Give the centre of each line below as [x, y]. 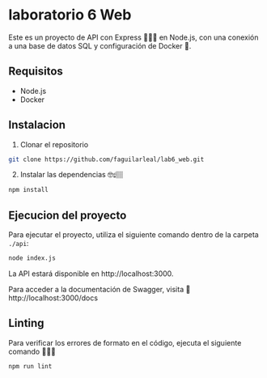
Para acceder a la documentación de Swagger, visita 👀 [100, 289]
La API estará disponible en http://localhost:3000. [91, 274]
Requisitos [36, 72]
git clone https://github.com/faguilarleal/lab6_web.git [106, 159]
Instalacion [37, 125]
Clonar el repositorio [54, 144]
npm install [28, 190]
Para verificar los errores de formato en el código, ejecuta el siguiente [125, 342]
